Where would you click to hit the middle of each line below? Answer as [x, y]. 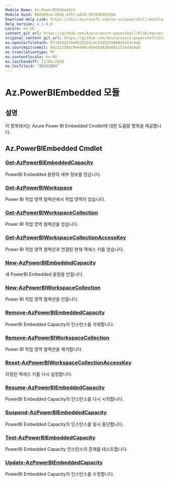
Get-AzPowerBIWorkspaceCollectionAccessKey [66, 237]
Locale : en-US [20, 29]
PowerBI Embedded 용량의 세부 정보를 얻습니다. [53, 174]
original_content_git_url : [33, 38]
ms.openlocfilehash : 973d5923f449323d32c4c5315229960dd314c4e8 [73, 43]
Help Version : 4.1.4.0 [29, 24]
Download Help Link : [27, 19]
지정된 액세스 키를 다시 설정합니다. [39, 374]
